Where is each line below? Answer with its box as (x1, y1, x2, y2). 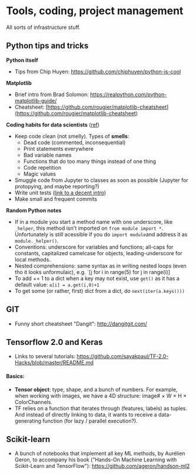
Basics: (6, 372, 25, 379)
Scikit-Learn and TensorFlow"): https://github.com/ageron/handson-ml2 (14, 463, 190, 470)
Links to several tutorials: (14, 353, 75, 360)
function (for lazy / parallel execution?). (42, 417, 138, 424)
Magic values (23, 170, 56, 177)
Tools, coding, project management (6, 4, 184, 18)
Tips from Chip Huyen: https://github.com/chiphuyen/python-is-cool (14, 68, 181, 75)
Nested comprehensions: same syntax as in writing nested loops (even (14, 262, 187, 269)
